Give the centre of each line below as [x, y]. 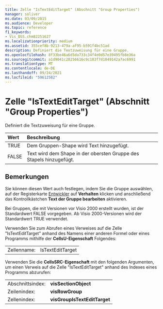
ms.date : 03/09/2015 [26, 18]
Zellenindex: [21, 299]
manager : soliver [23, 14]
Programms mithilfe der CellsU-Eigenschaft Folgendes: [61, 238]
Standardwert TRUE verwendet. [37, 218]
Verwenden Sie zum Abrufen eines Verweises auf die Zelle [64, 228]
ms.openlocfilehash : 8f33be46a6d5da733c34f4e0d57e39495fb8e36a [70, 55]
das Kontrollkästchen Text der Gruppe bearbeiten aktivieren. [66, 199]
